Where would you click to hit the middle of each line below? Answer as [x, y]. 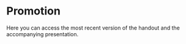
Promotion [34, 11]
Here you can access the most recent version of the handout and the [93, 28]
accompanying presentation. [42, 34]
